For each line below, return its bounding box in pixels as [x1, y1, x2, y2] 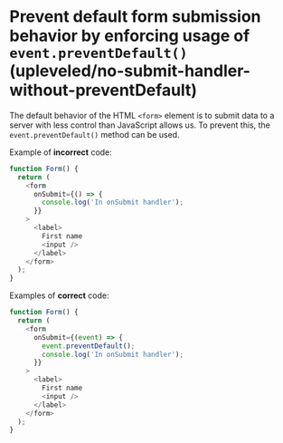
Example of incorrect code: [9, 147, 113, 158]
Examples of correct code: [9, 290, 109, 301]
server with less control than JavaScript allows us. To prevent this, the [9, 120, 271, 130]
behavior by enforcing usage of [9, 25, 250, 46]
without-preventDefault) [9, 80, 197, 101]
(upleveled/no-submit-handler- [9, 61, 251, 82]
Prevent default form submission [9, 6, 261, 27]
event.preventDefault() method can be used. [9, 129, 180, 140]
